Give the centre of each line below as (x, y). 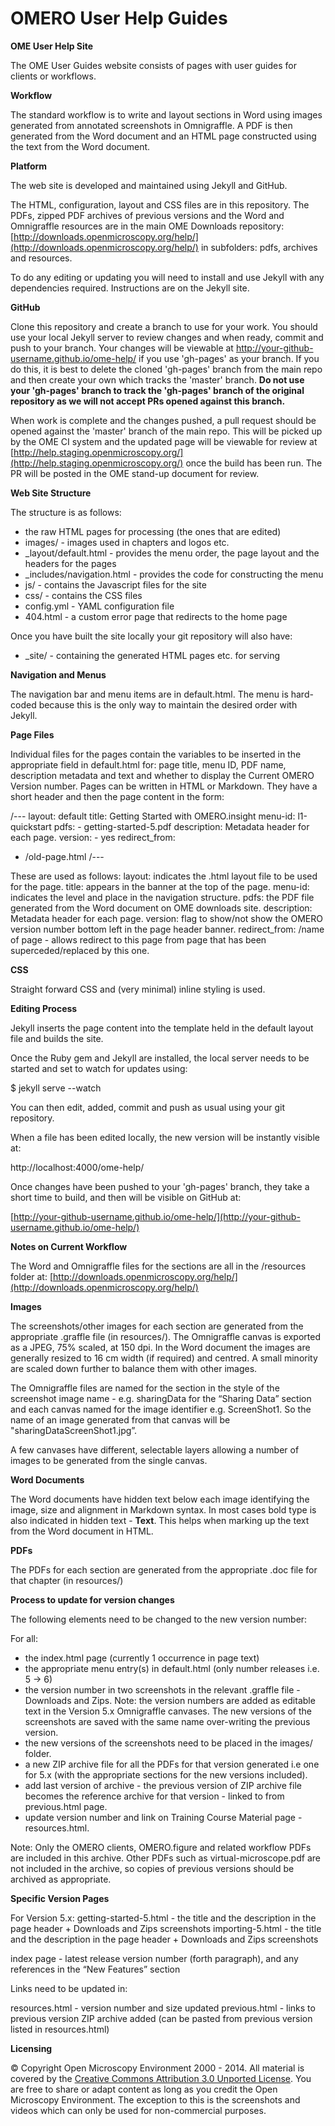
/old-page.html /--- (64, 856)
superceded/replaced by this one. (80, 950)
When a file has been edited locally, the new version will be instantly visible (165, 1137)
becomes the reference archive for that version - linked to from (154, 1796)
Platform (29, 166)
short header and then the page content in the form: (117, 796)
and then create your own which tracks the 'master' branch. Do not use (157, 379)
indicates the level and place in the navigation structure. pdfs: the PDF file (162, 897)
